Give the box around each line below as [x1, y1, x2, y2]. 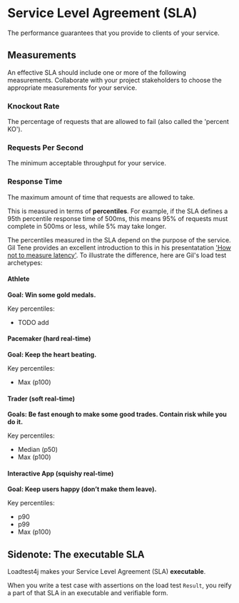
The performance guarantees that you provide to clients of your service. [7, 29, 220, 37]
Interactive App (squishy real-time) [7, 469, 114, 478]
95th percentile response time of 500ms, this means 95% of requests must [7, 214, 228, 222]
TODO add [17, 318, 49, 326]
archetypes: [7, 258, 43, 267]
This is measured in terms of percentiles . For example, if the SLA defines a [7, 207, 228, 215]
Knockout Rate [7, 101, 60, 111]
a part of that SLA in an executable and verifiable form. [7, 589, 169, 597]
